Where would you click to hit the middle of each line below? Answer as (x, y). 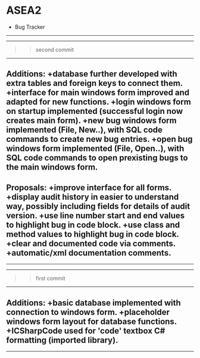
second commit (55, 50)
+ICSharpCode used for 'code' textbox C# (86, 331)
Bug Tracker (30, 27)
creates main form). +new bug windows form (91, 121)
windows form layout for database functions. (91, 321)
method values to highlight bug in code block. (93, 234)
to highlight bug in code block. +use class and (93, 225)
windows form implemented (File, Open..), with (95, 149)
